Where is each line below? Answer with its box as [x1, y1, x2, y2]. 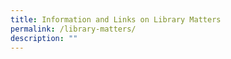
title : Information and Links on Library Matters [10, 14, 222, 25]
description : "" [10, 33, 78, 43]
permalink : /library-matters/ [10, 24, 137, 34]
